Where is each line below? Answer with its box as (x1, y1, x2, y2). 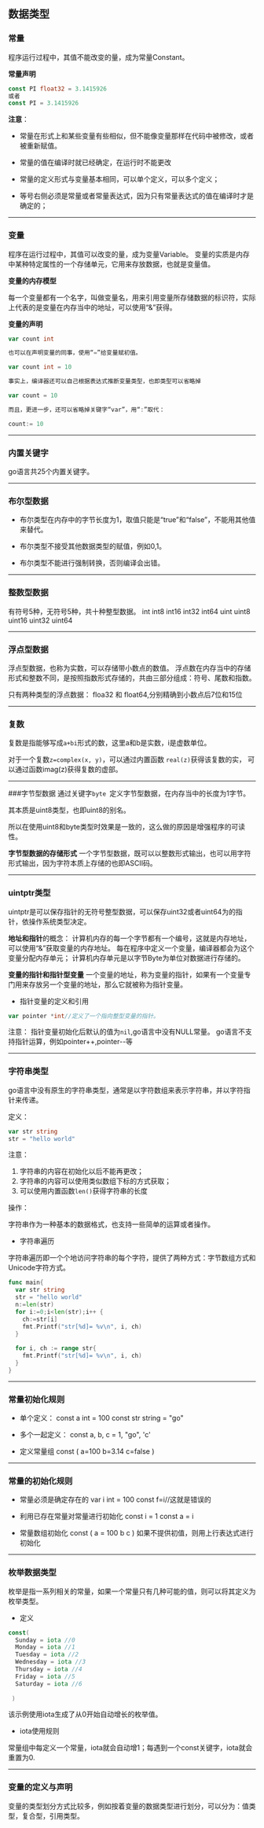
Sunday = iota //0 (15, 1636, 76, 1644)
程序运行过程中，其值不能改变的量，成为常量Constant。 (8, 52, 189, 61)
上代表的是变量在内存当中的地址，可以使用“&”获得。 (8, 302, 177, 312)
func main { (8, 1278, 44, 1287)
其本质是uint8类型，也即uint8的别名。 (8, 805, 131, 815)
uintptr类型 (8, 888, 51, 899)
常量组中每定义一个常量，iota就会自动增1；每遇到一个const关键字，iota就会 (8, 1743, 253, 1753)
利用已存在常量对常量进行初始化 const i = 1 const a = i (19, 1512, 194, 1521)
